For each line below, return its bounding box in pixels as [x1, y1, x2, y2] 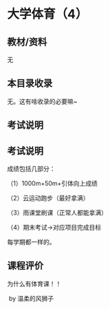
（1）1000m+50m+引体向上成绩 [7, 179, 98, 188]
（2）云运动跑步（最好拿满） [7, 194, 89, 202]
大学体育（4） [7, 6, 88, 22]
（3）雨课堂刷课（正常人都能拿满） [7, 208, 108, 217]
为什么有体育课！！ [7, 279, 62, 288]
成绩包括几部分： [7, 165, 56, 173]
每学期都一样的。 [7, 238, 56, 246]
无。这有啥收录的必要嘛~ [7, 97, 78, 106]
